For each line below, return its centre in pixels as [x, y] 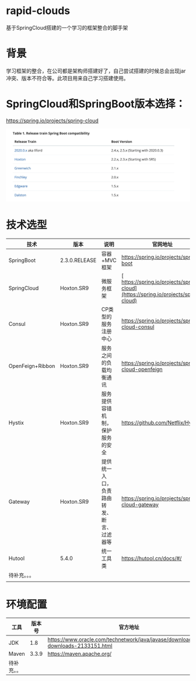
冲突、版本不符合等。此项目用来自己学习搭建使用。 [67, 78]
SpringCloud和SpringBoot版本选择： [96, 104]
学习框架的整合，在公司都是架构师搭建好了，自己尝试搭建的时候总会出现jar [96, 71]
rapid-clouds [38, 11]
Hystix [16, 423]
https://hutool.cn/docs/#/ [152, 558]
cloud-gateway [140, 505]
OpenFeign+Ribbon [32, 366]
